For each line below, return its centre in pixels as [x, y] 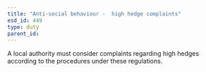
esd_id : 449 [25, 20]
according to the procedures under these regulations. [85, 61]
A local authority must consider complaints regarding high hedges [103, 54]
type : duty [23, 27]
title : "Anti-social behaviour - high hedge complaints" [94, 14]
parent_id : [23, 34]
